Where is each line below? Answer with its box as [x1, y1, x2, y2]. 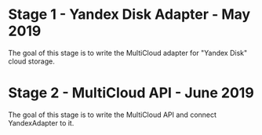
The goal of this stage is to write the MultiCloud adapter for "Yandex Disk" [8, 48, 248, 57]
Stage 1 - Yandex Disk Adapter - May [8, 5, 251, 24]
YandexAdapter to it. [8, 118, 75, 127]
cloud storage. [8, 57, 55, 66]
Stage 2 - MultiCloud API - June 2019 [8, 84, 255, 102]
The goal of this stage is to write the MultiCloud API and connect [8, 110, 217, 119]
